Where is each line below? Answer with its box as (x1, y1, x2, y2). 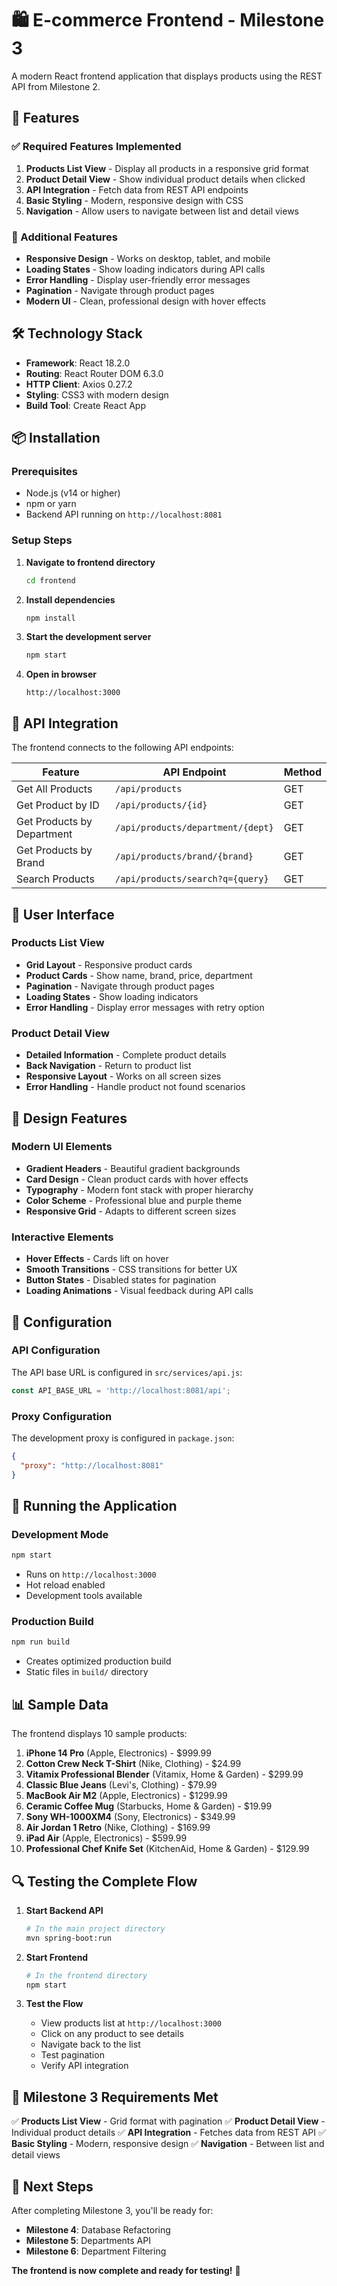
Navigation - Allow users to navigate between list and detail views (25, 205, 299, 217)
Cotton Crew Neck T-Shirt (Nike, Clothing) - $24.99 (25, 1758, 242, 1770)
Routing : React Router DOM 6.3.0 (25, 367, 164, 379)
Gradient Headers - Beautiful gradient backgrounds (25, 1162, 241, 1174)
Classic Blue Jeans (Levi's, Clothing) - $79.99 (25, 1779, 218, 1791)
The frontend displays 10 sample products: (11, 1728, 188, 1740)
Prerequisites (11, 465, 78, 479)
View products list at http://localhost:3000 (40, 2017, 222, 2029)
